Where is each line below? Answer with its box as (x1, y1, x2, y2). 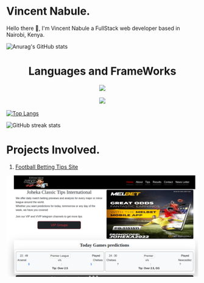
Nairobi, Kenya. (6, 31, 44, 38)
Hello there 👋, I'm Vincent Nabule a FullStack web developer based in (6, 24, 181, 32)
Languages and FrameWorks (28, 64, 177, 78)
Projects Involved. (6, 143, 100, 157)
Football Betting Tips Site (15, 163, 79, 171)
